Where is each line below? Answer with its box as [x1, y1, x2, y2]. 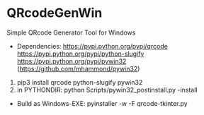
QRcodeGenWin [6, 5, 103, 21]
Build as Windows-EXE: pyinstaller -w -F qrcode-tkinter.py [16, 99, 188, 107]
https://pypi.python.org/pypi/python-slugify [16, 49, 144, 58]
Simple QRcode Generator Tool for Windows [6, 28, 136, 37]
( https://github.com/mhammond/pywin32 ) [16, 64, 140, 73]
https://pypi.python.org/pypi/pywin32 [16, 56, 127, 65]
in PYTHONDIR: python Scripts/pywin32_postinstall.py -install [16, 85, 198, 94]
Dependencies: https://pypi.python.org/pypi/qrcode [16, 42, 168, 50]
